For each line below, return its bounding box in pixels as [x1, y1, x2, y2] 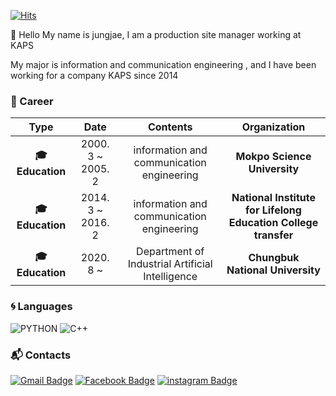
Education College [228, 216, 319, 230]
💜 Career [10, 94, 54, 108]
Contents [147, 120, 193, 134]
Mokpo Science [235, 150, 312, 164]
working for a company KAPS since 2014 [10, 70, 179, 81]
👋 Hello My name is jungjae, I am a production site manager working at [10, 29, 302, 40]
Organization [241, 120, 306, 134]
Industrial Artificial [127, 257, 213, 271]
